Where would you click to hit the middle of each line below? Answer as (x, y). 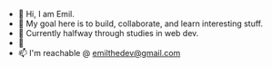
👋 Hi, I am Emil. (46, 14)
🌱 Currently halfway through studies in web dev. (108, 33)
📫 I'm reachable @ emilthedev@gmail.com (99, 53)
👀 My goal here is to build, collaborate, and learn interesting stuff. (141, 24)
